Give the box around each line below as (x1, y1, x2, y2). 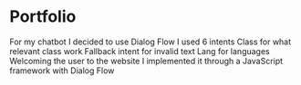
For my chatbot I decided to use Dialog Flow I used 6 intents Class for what (9, 36, 292, 47)
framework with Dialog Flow (9, 65, 115, 76)
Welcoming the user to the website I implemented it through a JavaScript (9, 55, 284, 66)
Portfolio (9, 6, 77, 27)
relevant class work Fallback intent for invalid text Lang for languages (9, 45, 271, 56)
